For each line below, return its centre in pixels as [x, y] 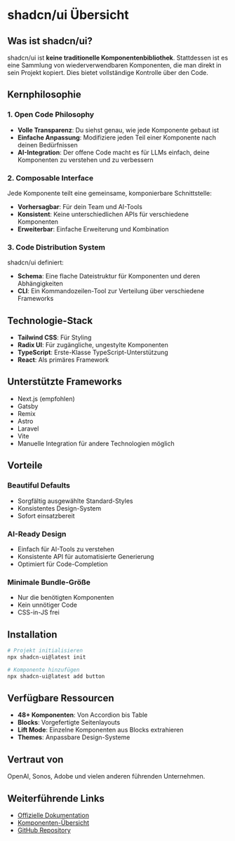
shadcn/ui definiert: [36, 262]
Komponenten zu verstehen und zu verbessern [86, 160]
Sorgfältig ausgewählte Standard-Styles [75, 501]
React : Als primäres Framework [63, 360]
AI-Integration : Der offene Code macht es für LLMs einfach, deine [113, 152]
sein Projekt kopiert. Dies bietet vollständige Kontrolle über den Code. [108, 73]
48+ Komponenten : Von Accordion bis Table [82, 715]
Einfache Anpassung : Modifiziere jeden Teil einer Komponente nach [116, 137]
